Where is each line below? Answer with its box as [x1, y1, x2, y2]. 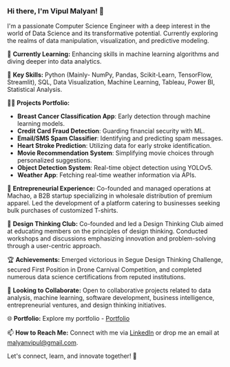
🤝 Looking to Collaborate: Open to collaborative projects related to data [7, 286, 211, 294]
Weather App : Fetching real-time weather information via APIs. [17, 171, 197, 179]
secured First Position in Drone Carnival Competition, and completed [7, 265, 202, 274]
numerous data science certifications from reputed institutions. [7, 273, 186, 281]
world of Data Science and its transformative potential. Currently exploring [7, 29, 218, 37]
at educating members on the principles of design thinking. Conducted [7, 227, 208, 236]
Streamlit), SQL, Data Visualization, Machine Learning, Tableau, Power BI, [7, 78, 216, 86]
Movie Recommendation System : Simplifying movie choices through [17, 149, 214, 158]
